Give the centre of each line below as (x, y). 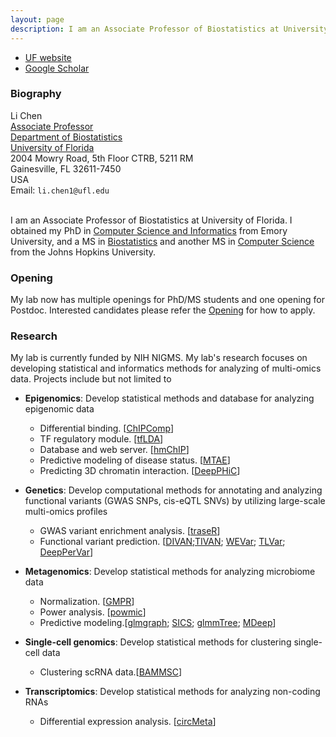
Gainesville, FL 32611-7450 (66, 168)
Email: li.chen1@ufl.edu (60, 190)
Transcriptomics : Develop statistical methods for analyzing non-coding (172, 692)
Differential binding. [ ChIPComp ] (107, 428)
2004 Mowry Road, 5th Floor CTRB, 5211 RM (102, 158)
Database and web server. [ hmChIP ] (114, 450)
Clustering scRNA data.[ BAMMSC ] (111, 672)
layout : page (37, 19)
